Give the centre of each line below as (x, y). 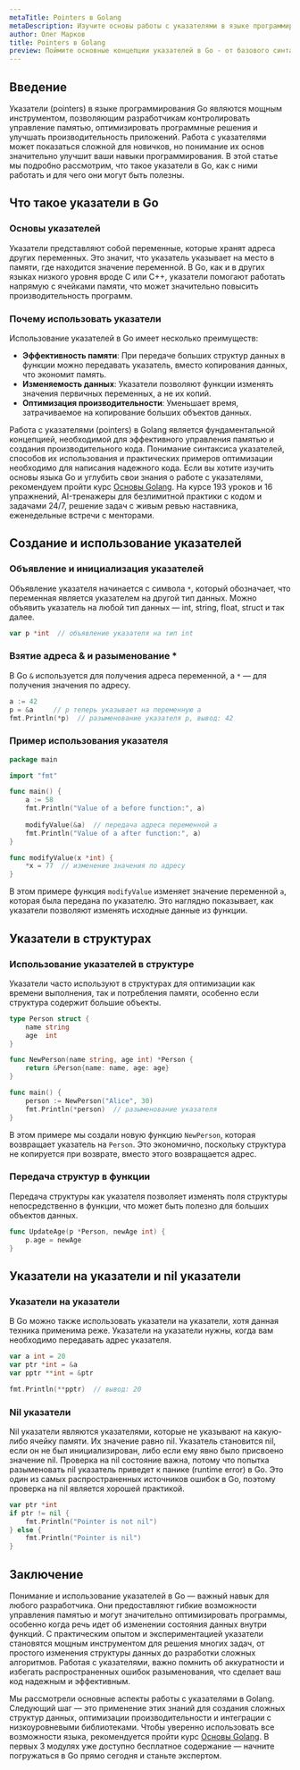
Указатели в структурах (80, 938)
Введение (38, 87)
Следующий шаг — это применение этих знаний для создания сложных (147, 1707)
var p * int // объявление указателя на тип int (101, 633)
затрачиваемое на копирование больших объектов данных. (137, 412)
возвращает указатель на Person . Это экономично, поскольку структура (148, 1144)
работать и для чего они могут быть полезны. (97, 174)
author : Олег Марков (48, 34)
